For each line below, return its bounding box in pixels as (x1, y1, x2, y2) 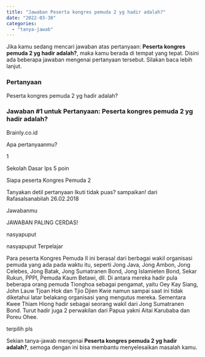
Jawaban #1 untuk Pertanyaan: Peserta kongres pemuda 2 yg (6, 107, 193, 116)
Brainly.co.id (6, 128, 38, 136)
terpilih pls (6, 325, 33, 332)
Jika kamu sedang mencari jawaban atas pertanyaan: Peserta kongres (6, 43, 186, 50)
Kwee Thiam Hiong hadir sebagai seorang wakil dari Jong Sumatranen (6, 300, 184, 307)
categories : (6, 20, 37, 26)
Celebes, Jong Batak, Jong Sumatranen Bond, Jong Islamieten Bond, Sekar (6, 267, 198, 275)
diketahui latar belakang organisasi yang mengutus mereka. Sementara (6, 293, 186, 301)
